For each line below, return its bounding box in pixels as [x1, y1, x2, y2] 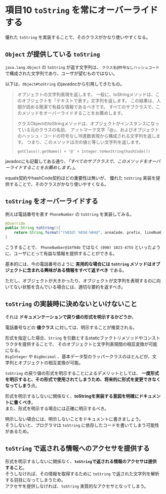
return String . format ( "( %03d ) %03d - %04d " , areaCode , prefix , [14, 230, 143, 235]
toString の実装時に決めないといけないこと [5, 300, 137, 308]
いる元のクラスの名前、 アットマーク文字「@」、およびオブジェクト [21, 127, 159, 133]
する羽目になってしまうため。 [5, 477, 66, 483]
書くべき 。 [13, 399, 36, 405]
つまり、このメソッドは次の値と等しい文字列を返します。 [27, 139, 143, 145]
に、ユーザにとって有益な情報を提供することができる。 [5, 250, 117, 256]
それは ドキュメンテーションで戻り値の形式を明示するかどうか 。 [5, 314, 136, 320]
